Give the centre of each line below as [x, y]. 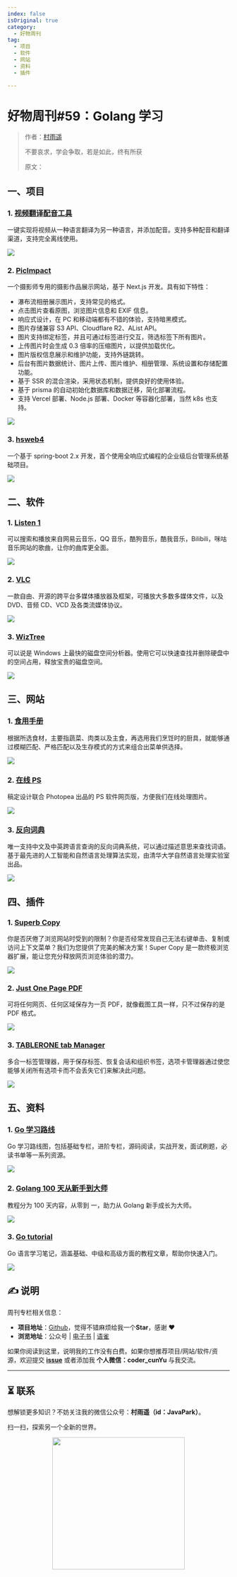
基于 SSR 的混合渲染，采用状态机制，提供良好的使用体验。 [103, 381]
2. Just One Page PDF [45, 988]
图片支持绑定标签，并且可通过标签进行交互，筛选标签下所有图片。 [113, 337]
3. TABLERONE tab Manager [56, 1045]
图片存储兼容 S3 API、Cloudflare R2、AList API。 [89, 328]
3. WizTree [26, 637]
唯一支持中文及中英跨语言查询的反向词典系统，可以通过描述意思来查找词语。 [119, 846]
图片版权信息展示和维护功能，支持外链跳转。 [83, 355]
